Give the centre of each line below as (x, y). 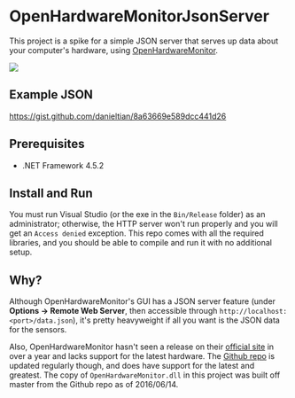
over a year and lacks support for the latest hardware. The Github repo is (142, 356)
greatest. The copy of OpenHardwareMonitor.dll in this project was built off (145, 375)
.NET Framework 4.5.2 (63, 165)
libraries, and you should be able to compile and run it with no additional (141, 243)
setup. (21, 252)
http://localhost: (253, 312)
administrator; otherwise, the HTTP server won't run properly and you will (144, 224)
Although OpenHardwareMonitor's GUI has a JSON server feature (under (143, 301)
